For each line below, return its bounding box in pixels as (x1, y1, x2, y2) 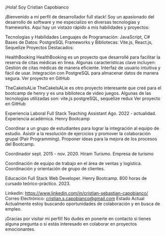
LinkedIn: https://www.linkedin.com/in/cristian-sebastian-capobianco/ (5, 190, 149, 196)
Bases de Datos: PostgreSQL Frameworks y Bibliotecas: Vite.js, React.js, (5, 39, 153, 45)
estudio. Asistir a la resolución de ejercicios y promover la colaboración (5, 131, 151, 136)
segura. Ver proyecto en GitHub (5, 76, 70, 81)
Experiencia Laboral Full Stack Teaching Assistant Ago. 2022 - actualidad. (5, 110, 157, 116)
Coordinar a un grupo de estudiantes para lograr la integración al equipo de (5, 125, 160, 131)
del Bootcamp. (5, 141, 35, 147)
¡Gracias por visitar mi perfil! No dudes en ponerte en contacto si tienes (5, 216, 151, 222)
